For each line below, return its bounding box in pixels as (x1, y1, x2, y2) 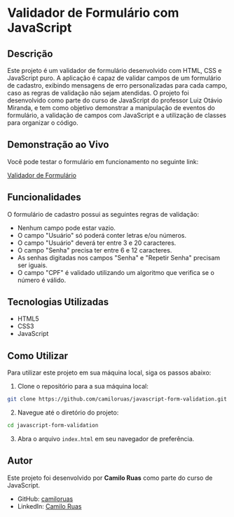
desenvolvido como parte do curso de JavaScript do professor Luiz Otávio (7, 96, 223, 105)
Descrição (7, 48, 53, 60)
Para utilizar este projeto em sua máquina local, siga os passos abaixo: (7, 368, 212, 377)
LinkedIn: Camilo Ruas (17, 502, 82, 510)
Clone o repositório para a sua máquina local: (17, 382, 149, 391)
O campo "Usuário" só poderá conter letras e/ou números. (17, 231, 187, 239)
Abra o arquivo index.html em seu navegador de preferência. (17, 435, 195, 443)
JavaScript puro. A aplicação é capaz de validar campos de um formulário (7, 74, 222, 82)
